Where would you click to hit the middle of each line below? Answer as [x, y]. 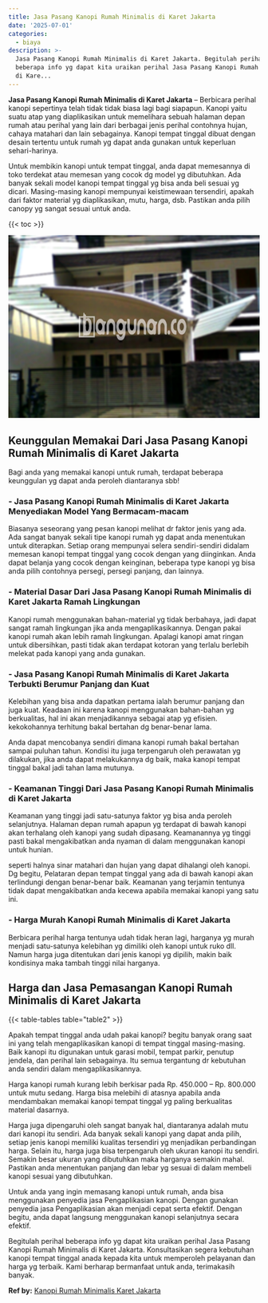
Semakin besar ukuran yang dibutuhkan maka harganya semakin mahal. [126, 1159]
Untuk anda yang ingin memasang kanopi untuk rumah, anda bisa [116, 1192]
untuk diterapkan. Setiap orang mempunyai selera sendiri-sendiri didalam [129, 546]
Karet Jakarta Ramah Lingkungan [75, 602]
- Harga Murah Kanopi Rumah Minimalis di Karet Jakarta [120, 920]
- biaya [28, 42]
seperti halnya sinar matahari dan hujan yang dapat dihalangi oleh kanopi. [130, 865]
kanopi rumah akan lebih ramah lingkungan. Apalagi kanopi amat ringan [126, 636]
